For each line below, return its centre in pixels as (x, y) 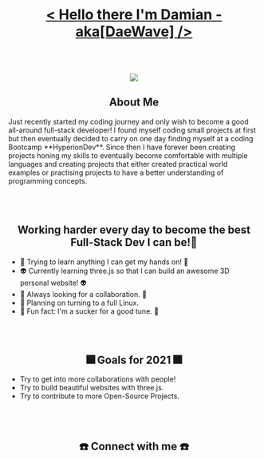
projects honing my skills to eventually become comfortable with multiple (128, 155)
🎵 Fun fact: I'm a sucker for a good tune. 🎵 (89, 311)
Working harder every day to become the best (134, 230)
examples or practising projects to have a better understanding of (116, 172)
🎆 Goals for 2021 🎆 (134, 360)
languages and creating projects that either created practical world (118, 164)
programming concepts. (48, 180)
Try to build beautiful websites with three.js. (92, 388)
